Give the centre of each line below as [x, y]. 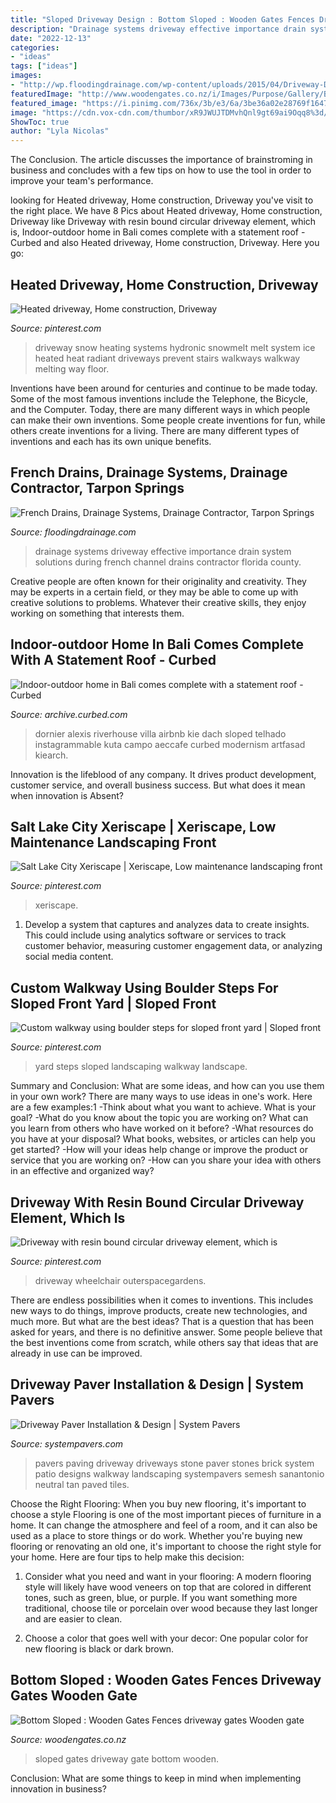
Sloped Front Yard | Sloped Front [113, 1003]
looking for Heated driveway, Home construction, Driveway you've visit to [162, 200]
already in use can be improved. [76, 1353]
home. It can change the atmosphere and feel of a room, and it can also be [164, 1525]
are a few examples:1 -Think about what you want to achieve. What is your [163, 1107]
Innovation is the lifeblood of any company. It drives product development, [163, 774]
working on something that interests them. [97, 613]
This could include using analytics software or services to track [155, 935]
